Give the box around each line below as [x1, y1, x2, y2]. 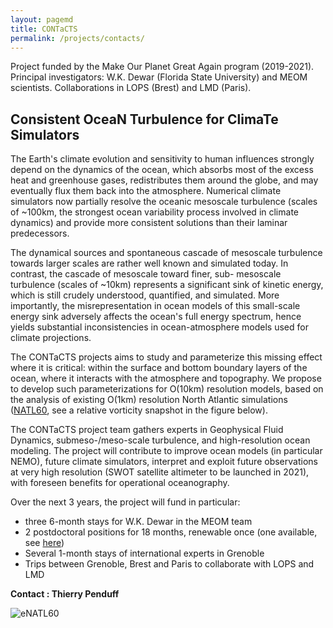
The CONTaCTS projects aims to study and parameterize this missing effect [10, 351, 323, 363]
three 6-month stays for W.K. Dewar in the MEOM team [24, 516, 253, 528]
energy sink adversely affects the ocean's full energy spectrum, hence [10, 311, 302, 323]
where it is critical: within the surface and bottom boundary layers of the [10, 362, 308, 374]
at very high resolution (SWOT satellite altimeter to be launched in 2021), [10, 466, 310, 478]
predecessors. [10, 227, 70, 240]
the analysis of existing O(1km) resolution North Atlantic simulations [10, 394, 288, 406]
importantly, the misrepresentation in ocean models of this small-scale [10, 300, 301, 312]
